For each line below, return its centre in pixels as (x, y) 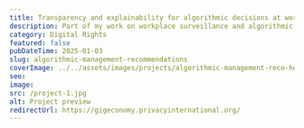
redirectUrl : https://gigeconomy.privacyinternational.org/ (125, 110)
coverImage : (32, 69)
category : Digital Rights (58, 34)
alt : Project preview (50, 101)
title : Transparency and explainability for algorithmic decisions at (145, 18)
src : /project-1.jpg (48, 93)
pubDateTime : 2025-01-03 (56, 51)
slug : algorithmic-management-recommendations (99, 59)
